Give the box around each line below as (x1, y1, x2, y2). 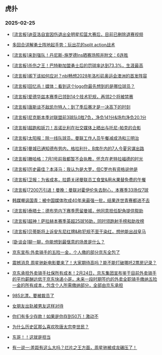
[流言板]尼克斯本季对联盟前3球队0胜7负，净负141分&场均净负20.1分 (12, 114, 147, 120)
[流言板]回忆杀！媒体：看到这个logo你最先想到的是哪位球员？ (12, 83, 135, 89)
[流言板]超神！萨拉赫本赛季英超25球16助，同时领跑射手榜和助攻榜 (12, 218, 144, 224)
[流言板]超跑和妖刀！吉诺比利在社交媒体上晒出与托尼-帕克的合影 (12, 125, 141, 130)
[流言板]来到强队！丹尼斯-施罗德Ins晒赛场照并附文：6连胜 (12, 52, 128, 58)
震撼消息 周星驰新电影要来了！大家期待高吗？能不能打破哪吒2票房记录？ (12, 259, 157, 265)
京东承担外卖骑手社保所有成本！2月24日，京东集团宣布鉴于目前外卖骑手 (12, 270, 157, 276)
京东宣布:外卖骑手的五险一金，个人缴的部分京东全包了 (12, 249, 120, 255)
